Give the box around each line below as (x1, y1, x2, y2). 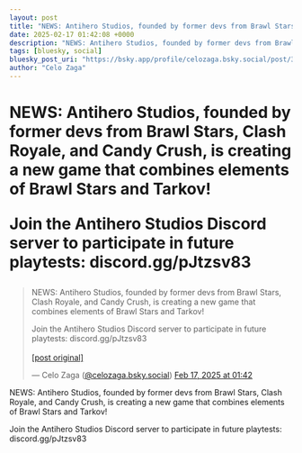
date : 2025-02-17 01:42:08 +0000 (9, 30, 135, 39)
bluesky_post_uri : (9, 55, 78, 64)
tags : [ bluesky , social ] (9, 47, 102, 56)
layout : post (9, 13, 58, 23)
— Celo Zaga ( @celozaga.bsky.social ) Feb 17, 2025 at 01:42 (31, 370, 253, 381)
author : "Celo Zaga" (9, 64, 87, 73)
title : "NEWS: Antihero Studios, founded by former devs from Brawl (9, 22, 271, 31)
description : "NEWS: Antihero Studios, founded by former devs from (9, 38, 271, 48)
